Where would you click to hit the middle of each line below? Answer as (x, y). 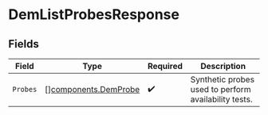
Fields (24, 44)
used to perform (221, 89)
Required (165, 66)
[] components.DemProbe (93, 89)
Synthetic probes (223, 79)
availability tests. (221, 99)
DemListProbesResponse (94, 15)
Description (223, 66)
